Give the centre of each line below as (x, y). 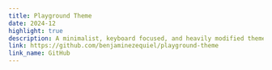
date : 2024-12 (32, 23)
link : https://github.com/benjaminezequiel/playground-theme (114, 46)
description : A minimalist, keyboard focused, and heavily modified (126, 38)
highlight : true (36, 31)
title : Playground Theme (50, 16)
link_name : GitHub (39, 53)
